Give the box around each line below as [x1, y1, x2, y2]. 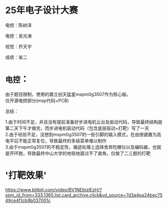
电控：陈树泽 [5, 22, 32, 28]
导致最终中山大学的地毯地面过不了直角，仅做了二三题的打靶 [27, 150, 151, 156]
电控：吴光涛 [5, 33, 32, 39]
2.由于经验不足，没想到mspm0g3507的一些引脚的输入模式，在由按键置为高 [5, 131, 161, 137]
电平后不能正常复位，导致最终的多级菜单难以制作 [5, 138, 107, 144]
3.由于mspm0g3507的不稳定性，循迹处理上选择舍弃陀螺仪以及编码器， [5, 144, 152, 150]
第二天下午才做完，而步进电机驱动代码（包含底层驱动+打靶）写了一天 [5, 125, 149, 131]
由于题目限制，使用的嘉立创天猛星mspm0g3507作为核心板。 [5, 91, 131, 97]
